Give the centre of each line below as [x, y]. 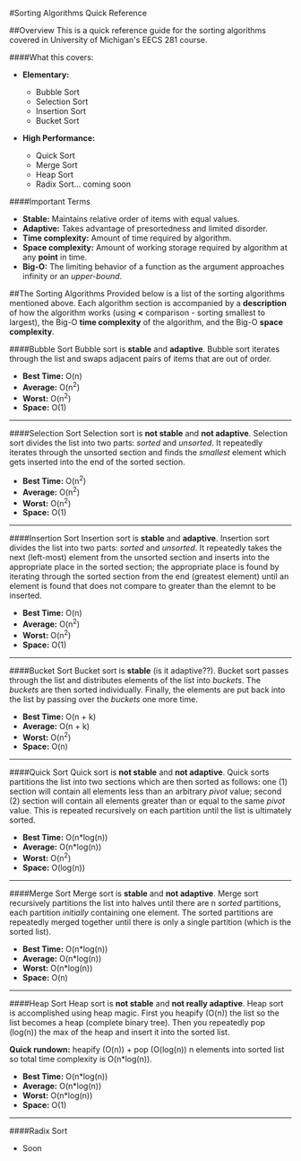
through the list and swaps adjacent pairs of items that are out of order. [141, 359]
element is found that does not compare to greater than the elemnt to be [142, 586]
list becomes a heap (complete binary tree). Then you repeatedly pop [138, 1022]
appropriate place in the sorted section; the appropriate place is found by [144, 567]
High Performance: [59, 138]
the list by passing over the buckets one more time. [104, 699]
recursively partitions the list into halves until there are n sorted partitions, [145, 902]
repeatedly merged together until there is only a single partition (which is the [150, 922]
